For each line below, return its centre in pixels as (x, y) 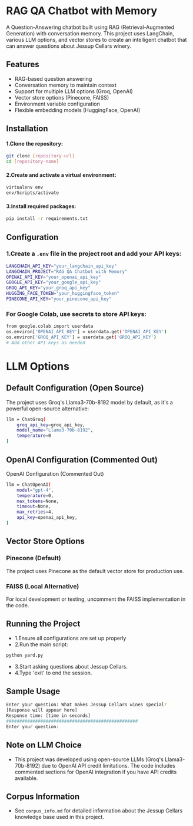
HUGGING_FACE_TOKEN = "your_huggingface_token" (63, 294)
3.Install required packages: (41, 206)
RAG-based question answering (53, 78)
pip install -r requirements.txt (47, 219)
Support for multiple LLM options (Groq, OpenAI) (74, 91)
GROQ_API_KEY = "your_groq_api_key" (49, 288)
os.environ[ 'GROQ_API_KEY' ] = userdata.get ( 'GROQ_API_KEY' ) (81, 337)
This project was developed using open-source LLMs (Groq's (89, 759)
